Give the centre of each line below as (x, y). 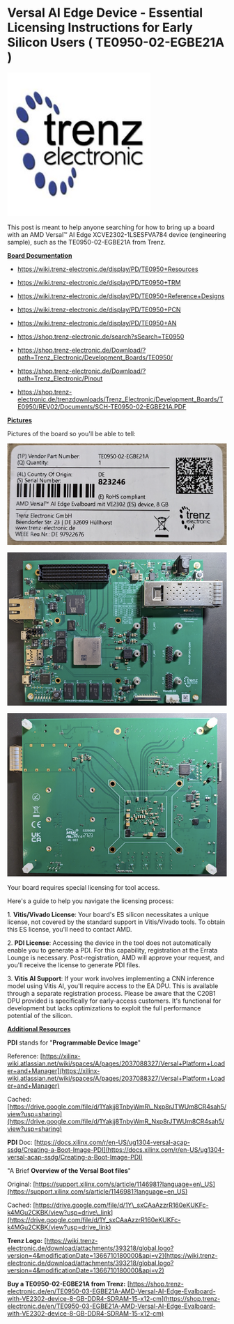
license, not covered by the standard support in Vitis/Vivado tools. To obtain (116, 922)
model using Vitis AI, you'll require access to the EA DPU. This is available (113, 986)
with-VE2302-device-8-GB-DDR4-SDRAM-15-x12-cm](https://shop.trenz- (114, 1299)
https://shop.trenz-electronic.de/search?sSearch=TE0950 (101, 337)
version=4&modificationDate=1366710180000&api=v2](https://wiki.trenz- (112, 1256)
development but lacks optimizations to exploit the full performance (104, 1008)
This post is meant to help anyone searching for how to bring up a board (111, 227)
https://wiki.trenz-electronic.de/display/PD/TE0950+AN (97, 323)
